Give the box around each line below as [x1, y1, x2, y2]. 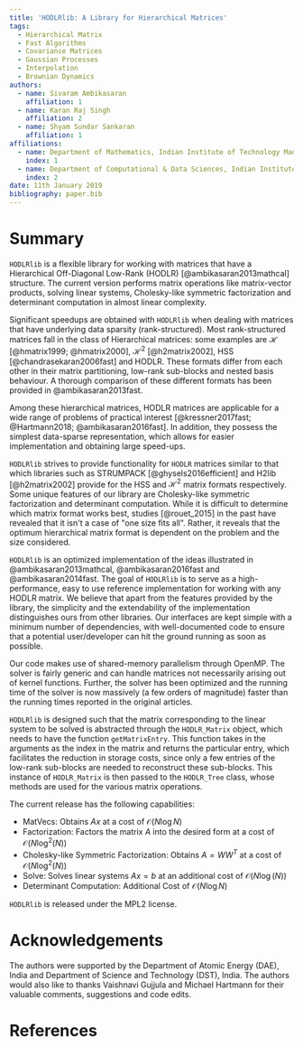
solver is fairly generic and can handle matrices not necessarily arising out [9, 668, 287, 678]
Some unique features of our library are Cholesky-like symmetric [9, 489, 250, 500]
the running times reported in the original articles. [9, 696, 194, 707]
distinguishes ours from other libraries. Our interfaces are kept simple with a [9, 612, 293, 623]
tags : [9, 22, 30, 31]
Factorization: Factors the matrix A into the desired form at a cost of [22, 827, 275, 837]
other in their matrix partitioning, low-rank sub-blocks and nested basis [9, 365, 274, 376]
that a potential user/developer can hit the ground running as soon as [9, 631, 267, 642]
